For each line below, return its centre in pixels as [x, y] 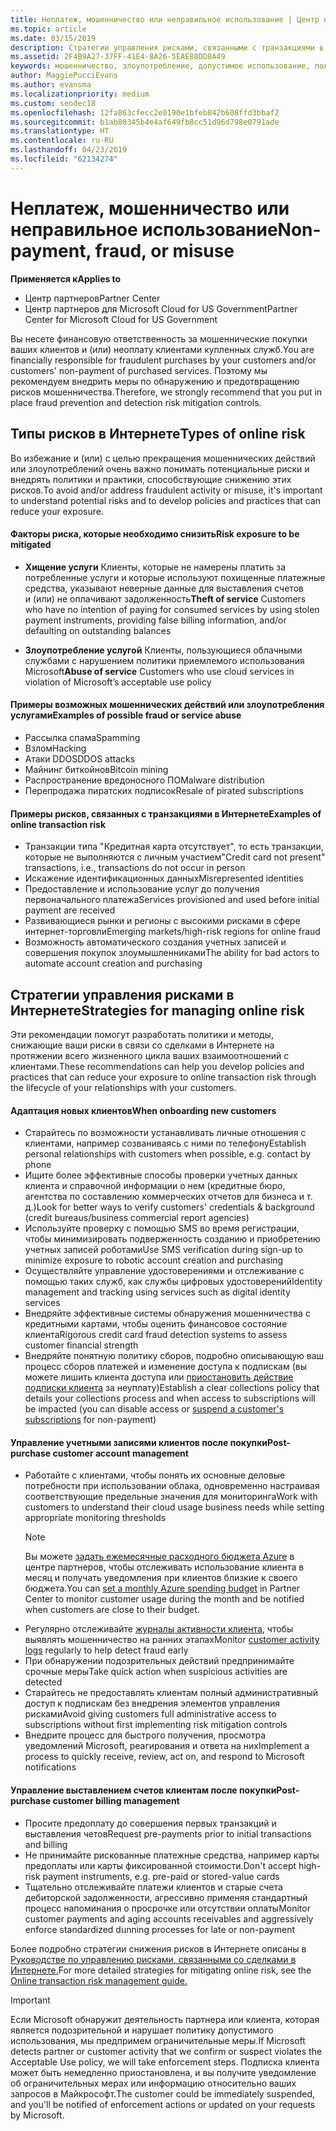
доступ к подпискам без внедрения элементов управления [152, 1703]
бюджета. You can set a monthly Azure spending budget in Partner [162, 1588]
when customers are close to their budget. [112, 1610]
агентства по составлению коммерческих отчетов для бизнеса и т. [168, 1197]
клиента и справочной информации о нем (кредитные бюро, [155, 1186]
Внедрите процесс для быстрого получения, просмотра [145, 1735]
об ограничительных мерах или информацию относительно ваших [153, 2083]
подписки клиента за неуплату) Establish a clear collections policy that [172, 1388]
